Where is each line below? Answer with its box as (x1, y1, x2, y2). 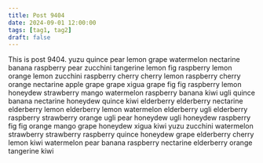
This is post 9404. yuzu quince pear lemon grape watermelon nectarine (8, 55, 241, 64)
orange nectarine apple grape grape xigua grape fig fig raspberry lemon (8, 80, 242, 89)
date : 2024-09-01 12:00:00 (8, 19, 97, 27)
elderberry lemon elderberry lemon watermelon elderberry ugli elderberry (8, 105, 248, 114)
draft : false (8, 33, 51, 42)
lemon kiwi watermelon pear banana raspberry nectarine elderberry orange (8, 138, 253, 147)
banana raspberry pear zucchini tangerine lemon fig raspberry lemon (8, 63, 232, 73)
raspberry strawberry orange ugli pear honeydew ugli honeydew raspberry (8, 113, 251, 122)
